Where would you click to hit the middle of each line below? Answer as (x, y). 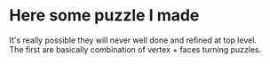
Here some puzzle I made (104, 16)
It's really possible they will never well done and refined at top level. (133, 40)
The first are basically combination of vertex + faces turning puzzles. (135, 49)
